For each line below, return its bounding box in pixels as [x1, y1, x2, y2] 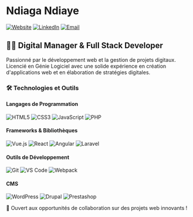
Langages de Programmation [6, 101, 78, 108]
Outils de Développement [6, 153, 69, 161]
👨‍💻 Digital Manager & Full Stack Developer [6, 41, 163, 51]
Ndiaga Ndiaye [6, 4, 79, 18]
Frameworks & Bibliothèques [6, 127, 78, 134]
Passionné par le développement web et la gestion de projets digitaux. [6, 56, 176, 63]
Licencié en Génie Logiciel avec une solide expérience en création [6, 62, 167, 69]
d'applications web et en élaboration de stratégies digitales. [6, 69, 151, 76]
